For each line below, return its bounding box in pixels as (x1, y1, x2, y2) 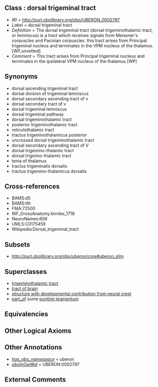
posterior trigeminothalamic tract (11, 121, 78, 127)
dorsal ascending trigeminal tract (11, 85, 78, 91)
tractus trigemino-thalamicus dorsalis (11, 168, 87, 174)
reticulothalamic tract (11, 127, 54, 133)
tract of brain (11, 286, 38, 291)
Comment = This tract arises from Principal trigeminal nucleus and (11, 53, 145, 59)
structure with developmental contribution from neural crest (11, 291, 132, 297)
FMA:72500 (11, 206, 35, 212)
